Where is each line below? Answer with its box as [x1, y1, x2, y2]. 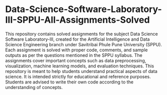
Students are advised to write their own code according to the [5, 79, 134, 85]
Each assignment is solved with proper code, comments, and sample [5, 47, 148, 53]
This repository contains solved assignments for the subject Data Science [5, 31, 158, 37]
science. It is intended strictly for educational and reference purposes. [5, 73, 151, 79]
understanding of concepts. [5, 84, 63, 90]
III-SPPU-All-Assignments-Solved [5, 14, 150, 26]
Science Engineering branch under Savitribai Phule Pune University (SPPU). [5, 41, 162, 47]
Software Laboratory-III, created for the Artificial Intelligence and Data [5, 36, 150, 42]
